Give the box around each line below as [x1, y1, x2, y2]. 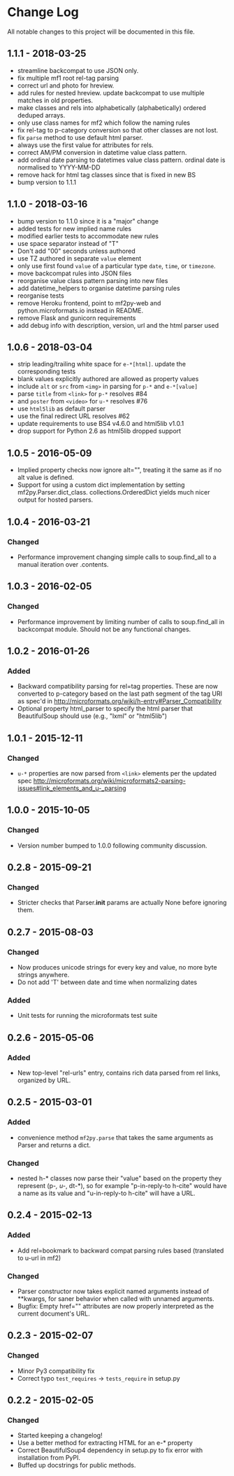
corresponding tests [17, 367, 76, 375]
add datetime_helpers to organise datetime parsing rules [17, 284, 180, 292]
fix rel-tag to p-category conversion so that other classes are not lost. [17, 125, 219, 134]
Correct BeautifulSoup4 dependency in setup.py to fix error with [17, 1446, 203, 1454]
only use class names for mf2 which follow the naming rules [17, 118, 191, 127]
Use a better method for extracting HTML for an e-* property [17, 1439, 193, 1447]
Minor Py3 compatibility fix [17, 1367, 95, 1375]
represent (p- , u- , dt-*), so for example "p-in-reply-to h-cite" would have [17, 1181, 227, 1189]
